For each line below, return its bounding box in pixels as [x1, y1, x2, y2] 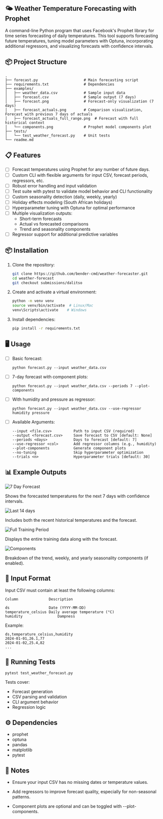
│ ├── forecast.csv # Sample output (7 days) [5, 95, 137, 100]
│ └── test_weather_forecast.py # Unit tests [5, 133, 110, 138]
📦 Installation [5, 246, 49, 255]
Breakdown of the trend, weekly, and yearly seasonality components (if [5, 555, 148, 561]
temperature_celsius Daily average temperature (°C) [5, 610, 115, 614]
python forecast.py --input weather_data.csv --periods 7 [12, 383, 133, 389]
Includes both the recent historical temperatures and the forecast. [5, 517, 138, 523]
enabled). [5, 560, 24, 566]
